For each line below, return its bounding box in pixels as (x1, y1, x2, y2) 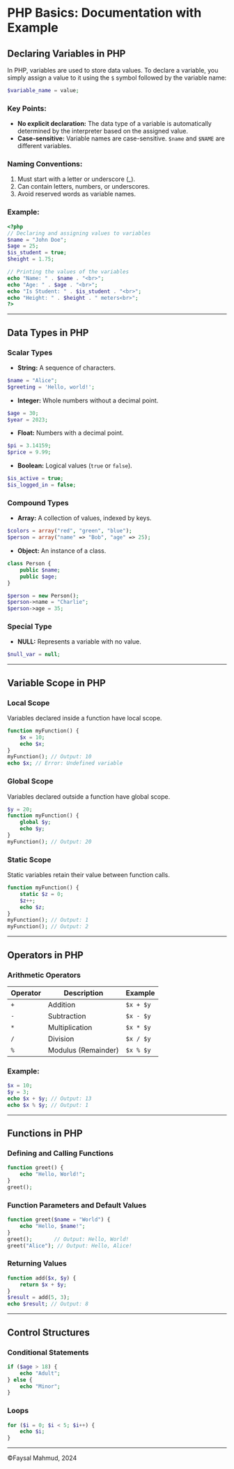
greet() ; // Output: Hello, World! (7, 1236, 130, 1243)
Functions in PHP (7, 1127, 83, 1140)
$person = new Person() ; (7, 592, 79, 599)
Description (63, 987, 104, 997)
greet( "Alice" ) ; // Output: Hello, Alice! (7, 1242, 132, 1249)
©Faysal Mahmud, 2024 (7, 1454, 77, 1462)
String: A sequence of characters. (17, 363, 116, 372)
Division (47, 1034, 75, 1043)
